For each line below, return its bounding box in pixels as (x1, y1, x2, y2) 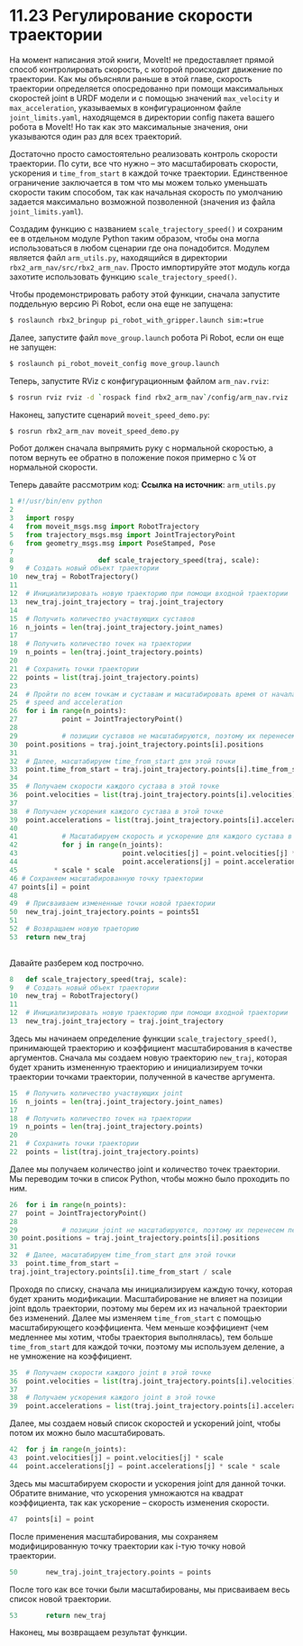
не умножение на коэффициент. (9, 1350, 133, 1361)
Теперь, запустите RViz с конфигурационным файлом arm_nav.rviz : (9, 375, 270, 386)
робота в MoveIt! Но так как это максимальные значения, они (9, 121, 248, 132)
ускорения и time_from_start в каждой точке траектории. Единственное (9, 168, 289, 178)
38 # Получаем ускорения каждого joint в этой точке (9, 1394, 216, 1403)
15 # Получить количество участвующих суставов (9, 614, 196, 623)
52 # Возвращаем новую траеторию (9, 925, 140, 934)
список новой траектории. (9, 1593, 112, 1605)
